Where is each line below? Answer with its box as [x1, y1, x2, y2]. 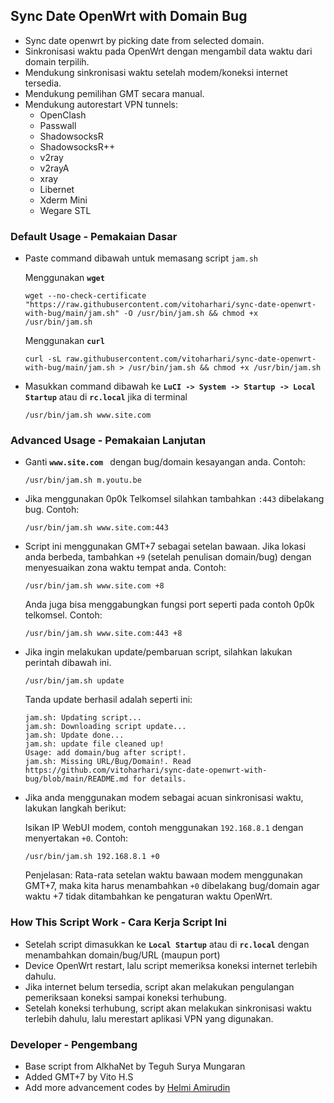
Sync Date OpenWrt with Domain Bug [10, 8, 248, 25]
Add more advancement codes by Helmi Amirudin [24, 1082, 231, 1093]
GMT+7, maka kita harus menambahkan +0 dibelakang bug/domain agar [24, 880, 320, 892]
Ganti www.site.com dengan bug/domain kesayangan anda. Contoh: [24, 456, 306, 468]
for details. [132, 774, 187, 784]
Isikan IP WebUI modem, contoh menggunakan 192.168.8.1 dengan [24, 822, 304, 834]
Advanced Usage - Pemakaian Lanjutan [10, 434, 207, 448]
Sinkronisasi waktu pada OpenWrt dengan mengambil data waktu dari [24, 45, 313, 57]
